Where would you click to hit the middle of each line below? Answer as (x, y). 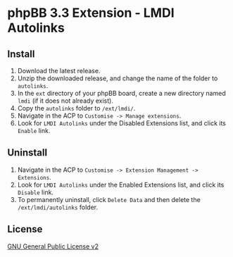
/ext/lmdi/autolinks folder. (58, 207)
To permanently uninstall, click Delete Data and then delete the (109, 199)
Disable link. (36, 192)
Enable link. (34, 131)
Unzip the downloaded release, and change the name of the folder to (118, 78)
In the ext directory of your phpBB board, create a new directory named (122, 93)
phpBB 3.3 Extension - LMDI (91, 13)
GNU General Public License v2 (53, 246)
